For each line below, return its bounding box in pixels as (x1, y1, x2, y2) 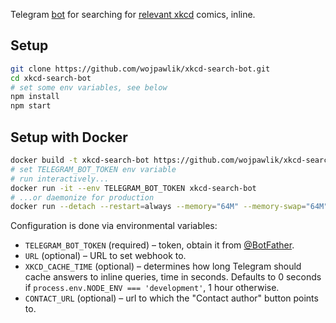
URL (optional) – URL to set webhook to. (24, 250, 187, 262)
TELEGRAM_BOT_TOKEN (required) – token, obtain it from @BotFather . (24, 239, 295, 251)
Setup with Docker (10, 129, 128, 146)
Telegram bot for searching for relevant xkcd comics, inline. (10, 9, 256, 20)
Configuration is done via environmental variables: (10, 220, 218, 232)
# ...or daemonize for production (10, 192, 155, 203)
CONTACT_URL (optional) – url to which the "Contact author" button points (24, 292, 319, 304)
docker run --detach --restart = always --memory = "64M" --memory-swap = (10, 202, 307, 212)
